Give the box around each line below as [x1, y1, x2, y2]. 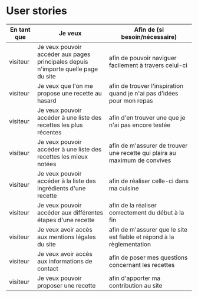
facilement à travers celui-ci [108, 61, 187, 69]
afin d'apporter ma [108, 274, 161, 282]
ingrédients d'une [37, 184, 86, 192]
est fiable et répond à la [108, 233, 174, 241]
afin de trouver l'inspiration [108, 81, 184, 90]
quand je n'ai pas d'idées [108, 89, 179, 97]
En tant [9, 25, 31, 34]
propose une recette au [37, 89, 102, 97]
